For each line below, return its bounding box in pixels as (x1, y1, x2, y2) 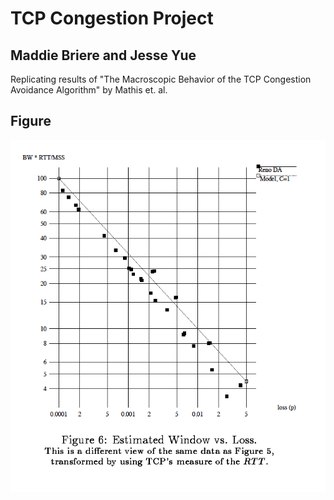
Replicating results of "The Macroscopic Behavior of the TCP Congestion (10, 73, 312, 85)
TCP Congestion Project (10, 7, 214, 30)
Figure (10, 113, 52, 130)
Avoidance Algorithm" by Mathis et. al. (10, 84, 168, 96)
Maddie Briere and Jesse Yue (10, 47, 197, 64)
